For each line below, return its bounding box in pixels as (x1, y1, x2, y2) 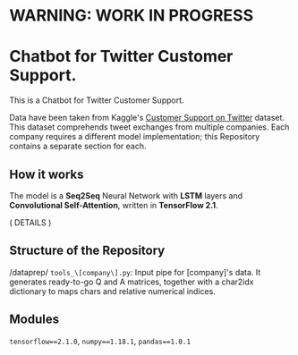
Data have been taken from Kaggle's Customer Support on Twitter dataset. (9, 113, 285, 123)
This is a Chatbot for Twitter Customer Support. (9, 95, 185, 106)
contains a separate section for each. (9, 140, 147, 152)
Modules (9, 312, 60, 327)
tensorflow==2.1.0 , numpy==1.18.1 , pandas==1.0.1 (9, 335, 191, 346)
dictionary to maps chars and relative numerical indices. (9, 285, 217, 296)
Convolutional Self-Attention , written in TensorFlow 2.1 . (9, 199, 218, 210)
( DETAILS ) (9, 216, 52, 228)
